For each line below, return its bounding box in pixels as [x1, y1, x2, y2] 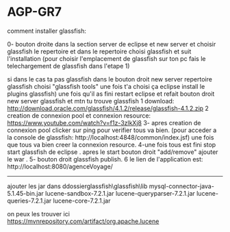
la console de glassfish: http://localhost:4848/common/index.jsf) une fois [7, 133, 214, 141]
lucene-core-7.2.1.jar [53, 196, 111, 205]
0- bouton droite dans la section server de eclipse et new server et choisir [7, 40, 216, 48]
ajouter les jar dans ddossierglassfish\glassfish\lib [7, 182, 148, 190]
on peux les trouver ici [7, 209, 71, 218]
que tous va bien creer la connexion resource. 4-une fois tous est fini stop [7, 140, 216, 149]
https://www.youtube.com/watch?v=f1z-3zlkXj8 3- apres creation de [7, 118, 201, 127]
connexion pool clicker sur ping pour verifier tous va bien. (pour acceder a [7, 126, 217, 134]
